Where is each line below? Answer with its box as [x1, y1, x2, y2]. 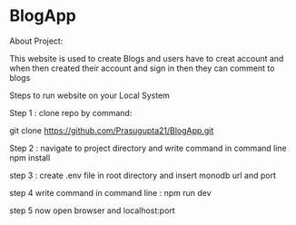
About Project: [9, 35, 64, 46]
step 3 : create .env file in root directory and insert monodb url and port [9, 170, 277, 181]
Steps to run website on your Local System [9, 90, 171, 101]
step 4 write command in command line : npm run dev [9, 187, 212, 198]
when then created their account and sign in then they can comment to [9, 63, 275, 73]
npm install [9, 152, 51, 163]
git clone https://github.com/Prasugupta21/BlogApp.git [9, 124, 214, 136]
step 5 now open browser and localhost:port [9, 205, 175, 216]
